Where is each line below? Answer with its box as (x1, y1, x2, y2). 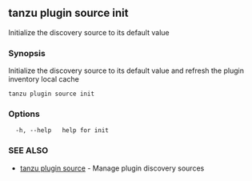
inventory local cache (8, 74, 80, 84)
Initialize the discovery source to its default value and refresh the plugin (8, 66, 244, 75)
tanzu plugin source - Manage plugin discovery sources (19, 163, 205, 173)
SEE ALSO (8, 145, 49, 156)
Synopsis (8, 47, 46, 58)
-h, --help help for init (15, 127, 110, 135)
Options (8, 108, 40, 119)
